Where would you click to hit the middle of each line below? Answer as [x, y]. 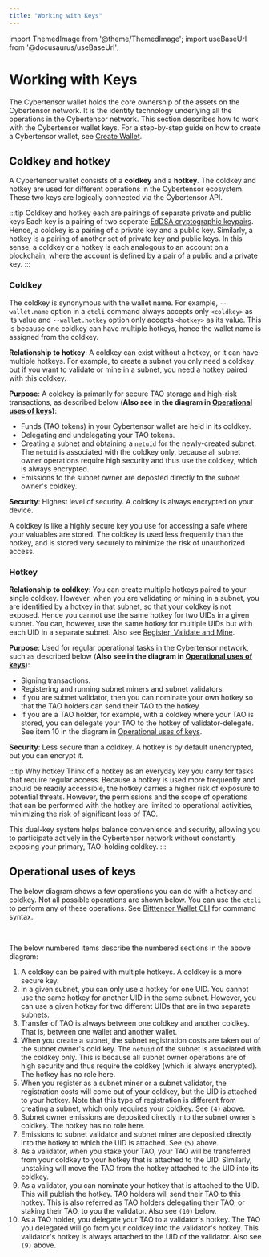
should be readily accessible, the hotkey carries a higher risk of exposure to [134, 788]
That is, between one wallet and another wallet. [99, 1031]
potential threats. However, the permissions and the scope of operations [128, 797]
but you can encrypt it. [46, 755]
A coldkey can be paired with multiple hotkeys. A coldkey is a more [131, 972]
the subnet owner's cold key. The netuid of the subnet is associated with [141, 1048]
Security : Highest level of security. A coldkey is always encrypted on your [132, 501]
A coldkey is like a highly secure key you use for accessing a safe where [128, 525]
